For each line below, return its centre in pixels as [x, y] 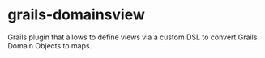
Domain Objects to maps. [50, 45]
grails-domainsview [76, 15]
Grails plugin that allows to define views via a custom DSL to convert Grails [132, 37]
